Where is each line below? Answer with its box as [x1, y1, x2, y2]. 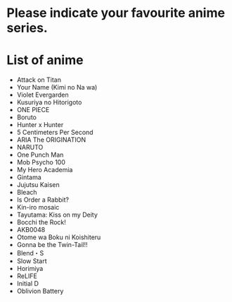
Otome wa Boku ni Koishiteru [16, 233, 101, 241]
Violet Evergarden [16, 90, 70, 99]
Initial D [16, 279, 39, 288]
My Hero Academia [16, 166, 73, 174]
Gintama [16, 173, 41, 181]
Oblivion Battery [16, 287, 64, 296]
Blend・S [16, 249, 44, 258]
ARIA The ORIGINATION [16, 135, 86, 144]
